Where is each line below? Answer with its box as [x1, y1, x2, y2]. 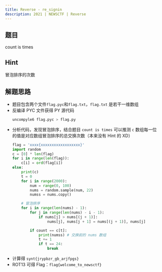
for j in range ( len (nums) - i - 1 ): [30, 210, 104, 215]
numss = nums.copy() [30, 192, 72, 197]
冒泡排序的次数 [5, 72, 35, 78]
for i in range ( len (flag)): [12, 156, 69, 161]
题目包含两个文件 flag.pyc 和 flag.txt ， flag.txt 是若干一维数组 [12, 101, 139, 107]
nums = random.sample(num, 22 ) [30, 188, 94, 193]
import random [12, 147, 41, 152]
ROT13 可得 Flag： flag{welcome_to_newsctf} [12, 262, 102, 268]
